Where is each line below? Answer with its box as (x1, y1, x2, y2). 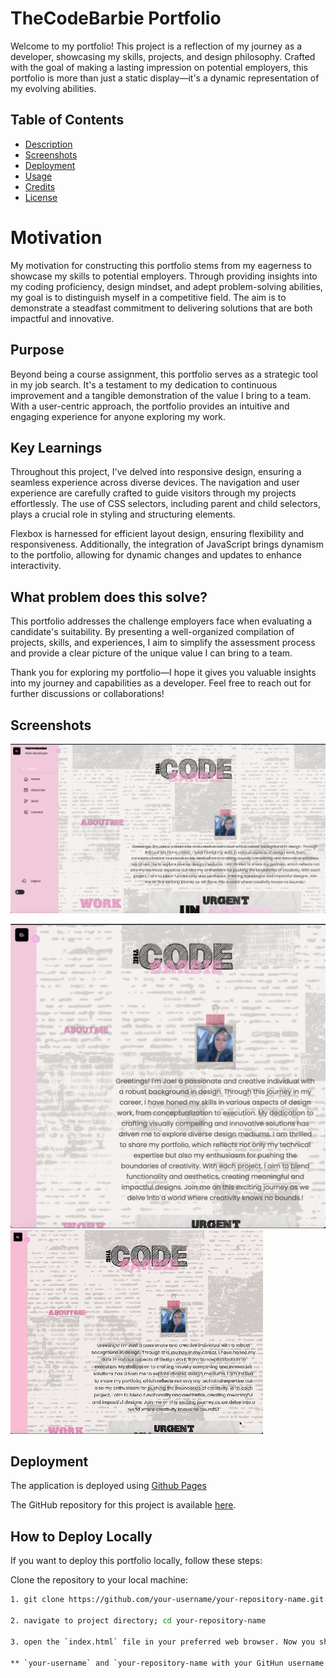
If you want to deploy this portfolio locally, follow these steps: (10, 1555, 263, 1567)
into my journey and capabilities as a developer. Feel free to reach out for (10, 677, 312, 689)
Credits (24, 180, 56, 192)
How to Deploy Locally (10, 1528, 153, 1545)
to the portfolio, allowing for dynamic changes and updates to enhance (10, 549, 302, 561)
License (24, 191, 58, 203)
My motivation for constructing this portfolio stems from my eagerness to (10, 259, 312, 271)
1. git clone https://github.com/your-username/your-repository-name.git (10, 1595, 325, 1605)
